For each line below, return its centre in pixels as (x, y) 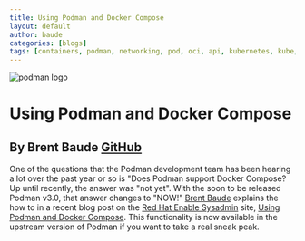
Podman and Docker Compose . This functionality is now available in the (144, 217)
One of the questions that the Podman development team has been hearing (150, 169)
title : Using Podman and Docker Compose (87, 18)
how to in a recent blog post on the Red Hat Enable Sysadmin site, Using (145, 207)
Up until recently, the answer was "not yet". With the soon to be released (145, 188)
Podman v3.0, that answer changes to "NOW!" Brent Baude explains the (144, 198)
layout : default (40, 26)
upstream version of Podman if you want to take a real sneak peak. (135, 227)
